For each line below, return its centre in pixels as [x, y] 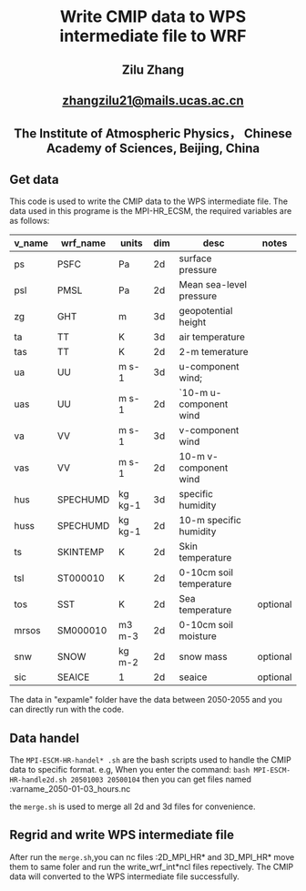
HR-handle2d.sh [38, 780]
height [193, 322]
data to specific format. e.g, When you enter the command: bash [130, 769]
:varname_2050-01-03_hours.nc [70, 788]
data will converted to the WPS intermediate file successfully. [124, 876]
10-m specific [210, 521]
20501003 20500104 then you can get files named [161, 779]
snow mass [203, 657]
